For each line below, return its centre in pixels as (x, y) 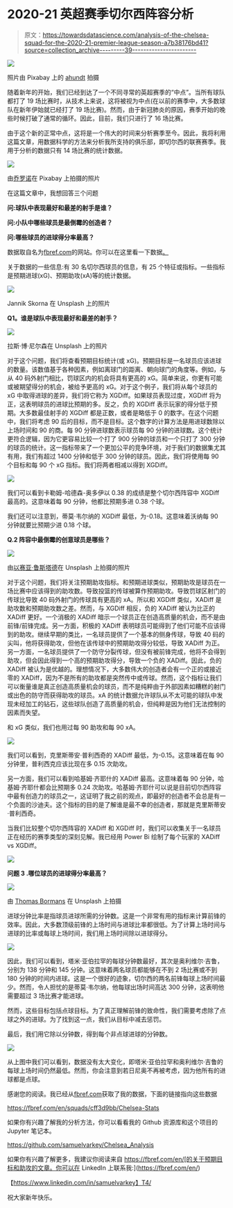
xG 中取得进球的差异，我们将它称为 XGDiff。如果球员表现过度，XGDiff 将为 (114, 395)
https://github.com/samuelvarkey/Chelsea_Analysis (81, 1145)
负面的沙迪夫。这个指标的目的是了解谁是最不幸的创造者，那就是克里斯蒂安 (119, 804)
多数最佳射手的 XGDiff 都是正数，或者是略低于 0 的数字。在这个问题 (122, 413)
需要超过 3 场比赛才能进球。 (48, 995)
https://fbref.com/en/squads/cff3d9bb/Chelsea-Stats (83, 1108)
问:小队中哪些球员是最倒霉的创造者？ (60, 222)
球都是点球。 (25, 1079)
